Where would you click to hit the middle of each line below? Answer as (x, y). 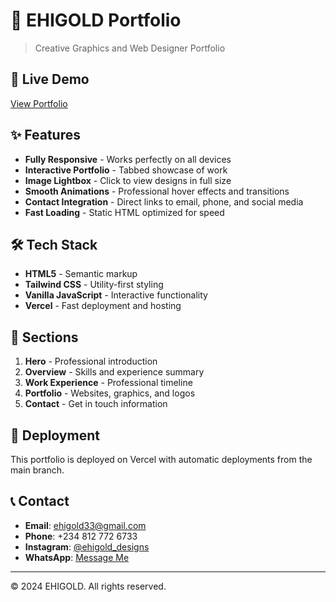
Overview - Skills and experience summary (114, 372)
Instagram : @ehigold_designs (87, 546)
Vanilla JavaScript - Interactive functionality (116, 295)
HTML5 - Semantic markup (81, 274)
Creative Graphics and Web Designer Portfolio (130, 48)
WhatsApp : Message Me (77, 557)
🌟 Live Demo (50, 79)
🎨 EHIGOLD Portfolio (96, 20)
